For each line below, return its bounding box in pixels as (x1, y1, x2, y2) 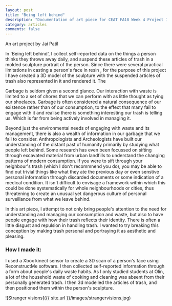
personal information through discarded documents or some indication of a (5, 174, 164, 180)
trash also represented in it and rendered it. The (5, 78, 106, 84)
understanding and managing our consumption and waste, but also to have (5, 212, 164, 218)
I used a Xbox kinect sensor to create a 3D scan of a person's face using (5, 258, 159, 264)
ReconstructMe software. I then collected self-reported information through (5, 263, 165, 270)
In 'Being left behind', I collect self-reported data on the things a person (5, 51, 156, 57)
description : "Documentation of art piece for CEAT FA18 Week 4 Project (5, 17, 164, 22)
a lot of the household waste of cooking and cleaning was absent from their (5, 274, 165, 280)
